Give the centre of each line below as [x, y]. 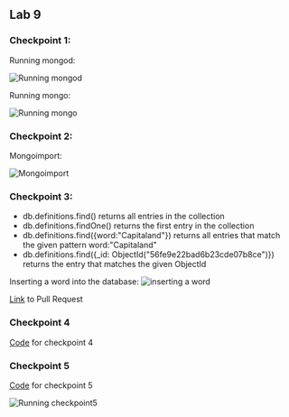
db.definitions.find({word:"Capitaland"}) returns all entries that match [151, 236]
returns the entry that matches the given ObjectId [114, 264]
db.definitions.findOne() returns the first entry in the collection [138, 226]
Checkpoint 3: [41, 196]
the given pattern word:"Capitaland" [90, 245]
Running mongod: [42, 60]
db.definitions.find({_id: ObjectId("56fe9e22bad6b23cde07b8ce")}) [149, 255]
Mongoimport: [36, 155]
